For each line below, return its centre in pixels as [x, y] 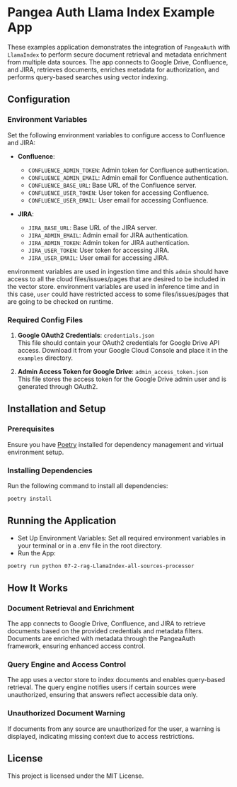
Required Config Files [45, 319]
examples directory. [45, 358]
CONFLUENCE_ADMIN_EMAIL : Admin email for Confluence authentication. [128, 177]
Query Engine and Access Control [67, 664]
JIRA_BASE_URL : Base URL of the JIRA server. [93, 227]
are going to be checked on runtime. [60, 301]
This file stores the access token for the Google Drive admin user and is [122, 379]
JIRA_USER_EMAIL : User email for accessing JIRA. [98, 257]
